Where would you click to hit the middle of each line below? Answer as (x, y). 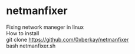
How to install (23, 33)
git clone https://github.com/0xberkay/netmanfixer (67, 39)
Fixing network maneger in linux (45, 27)
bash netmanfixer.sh (31, 46)
